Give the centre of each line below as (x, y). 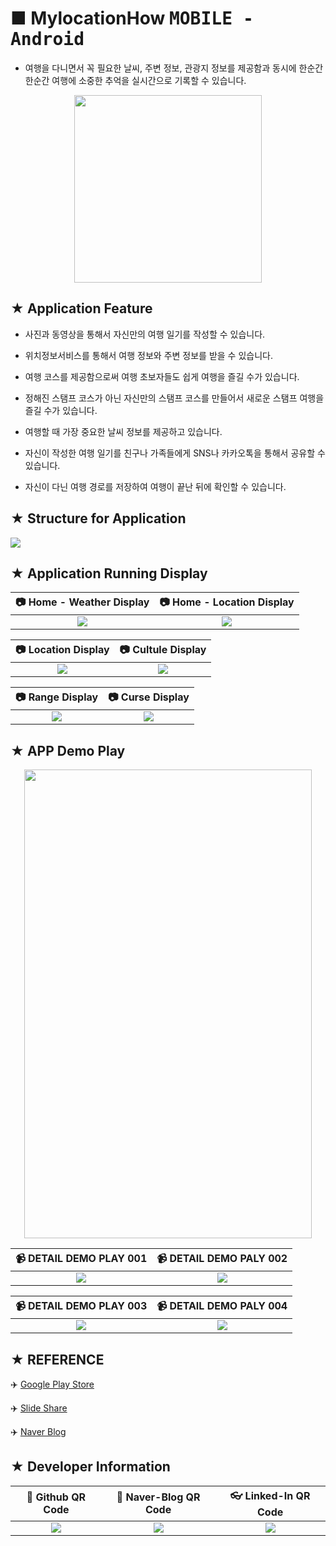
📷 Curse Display (149, 697)
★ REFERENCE (57, 1359)
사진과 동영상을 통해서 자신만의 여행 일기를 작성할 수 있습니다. (145, 334)
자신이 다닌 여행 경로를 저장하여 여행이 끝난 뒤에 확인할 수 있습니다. (155, 486)
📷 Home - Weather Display (82, 602)
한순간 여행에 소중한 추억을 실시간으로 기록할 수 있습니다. (135, 80)
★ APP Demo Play (68, 750)
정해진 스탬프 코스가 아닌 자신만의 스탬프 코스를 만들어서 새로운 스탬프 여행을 (174, 398)
